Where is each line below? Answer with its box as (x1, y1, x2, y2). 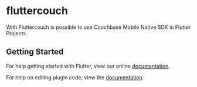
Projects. (6, 29, 28, 36)
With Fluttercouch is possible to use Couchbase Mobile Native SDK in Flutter (6, 24, 191, 31)
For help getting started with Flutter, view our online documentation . (6, 62, 170, 69)
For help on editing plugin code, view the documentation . (6, 73, 144, 81)
